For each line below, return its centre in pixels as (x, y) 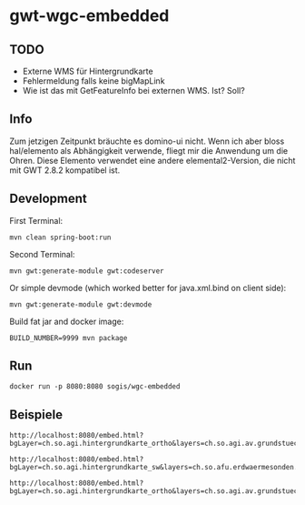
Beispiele (36, 414)
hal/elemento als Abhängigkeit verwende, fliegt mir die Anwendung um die (149, 150)
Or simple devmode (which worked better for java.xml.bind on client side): (148, 288)
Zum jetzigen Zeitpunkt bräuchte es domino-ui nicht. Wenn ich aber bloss (147, 141)
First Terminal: (36, 220)
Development (49, 199)
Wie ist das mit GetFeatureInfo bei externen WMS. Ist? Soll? (133, 91)
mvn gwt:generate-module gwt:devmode (81, 304)
